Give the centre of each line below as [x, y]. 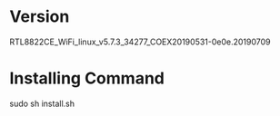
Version [40, 17]
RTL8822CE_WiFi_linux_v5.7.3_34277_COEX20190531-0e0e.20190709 [140, 42]
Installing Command [87, 78]
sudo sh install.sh [42, 103]
